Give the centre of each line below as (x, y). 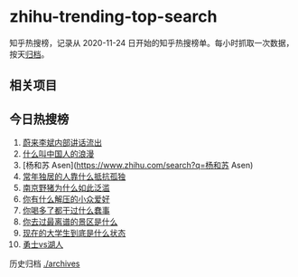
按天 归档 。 (29, 54)
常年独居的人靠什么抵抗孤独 (74, 177)
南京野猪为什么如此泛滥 (66, 188)
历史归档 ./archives (45, 263)
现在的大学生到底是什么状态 (74, 234)
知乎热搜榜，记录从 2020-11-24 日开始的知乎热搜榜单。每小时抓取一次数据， (152, 43)
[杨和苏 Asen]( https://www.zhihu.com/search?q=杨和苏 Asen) (138, 166)
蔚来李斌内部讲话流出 (62, 143)
